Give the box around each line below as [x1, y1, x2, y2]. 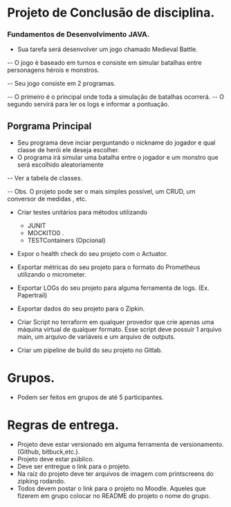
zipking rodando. [17, 477, 66, 486]
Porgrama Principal [7, 120, 92, 132]
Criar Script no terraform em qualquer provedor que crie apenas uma [17, 318, 214, 326]
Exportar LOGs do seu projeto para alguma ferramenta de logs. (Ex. [17, 284, 210, 292]
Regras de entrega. [7, 417, 120, 433]
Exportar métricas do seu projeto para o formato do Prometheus [17, 263, 201, 271]
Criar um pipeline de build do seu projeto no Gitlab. [17, 346, 163, 354]
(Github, [17, 448, 41, 456]
